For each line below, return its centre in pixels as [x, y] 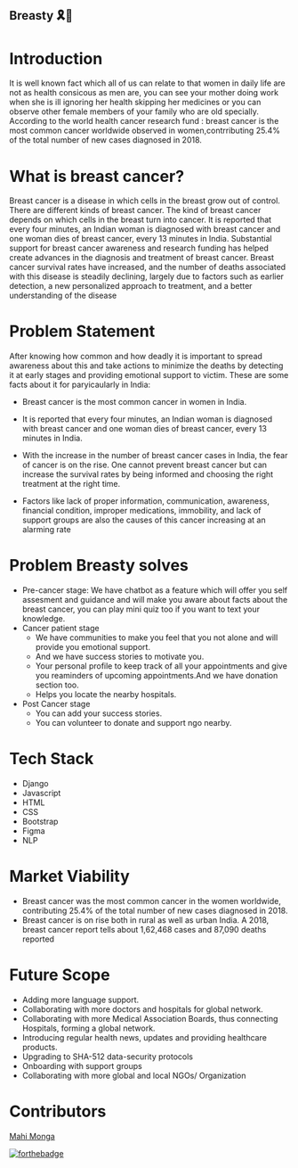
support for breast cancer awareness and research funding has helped [139, 248]
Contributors [58, 1111]
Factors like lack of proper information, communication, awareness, [145, 501]
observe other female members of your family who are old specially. [134, 111]
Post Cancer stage [56, 704]
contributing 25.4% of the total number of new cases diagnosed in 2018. [155, 911]
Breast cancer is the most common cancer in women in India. [134, 402]
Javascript [41, 794]
